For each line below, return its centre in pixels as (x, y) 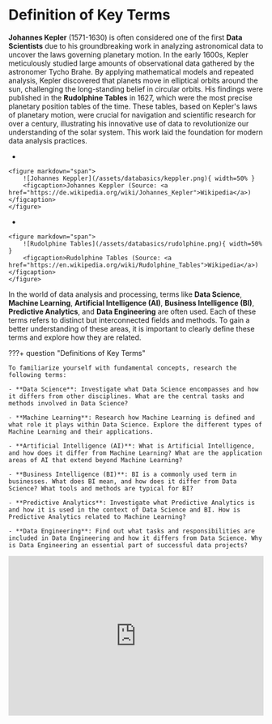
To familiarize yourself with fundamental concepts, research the (123, 368)
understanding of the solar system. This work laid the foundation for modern (136, 132)
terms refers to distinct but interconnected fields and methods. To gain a (129, 320)
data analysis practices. (48, 140)
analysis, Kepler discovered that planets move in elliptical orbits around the (133, 80)
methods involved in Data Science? (68, 403)
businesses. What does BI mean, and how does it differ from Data (123, 481)
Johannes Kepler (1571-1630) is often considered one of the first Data (125, 37)
